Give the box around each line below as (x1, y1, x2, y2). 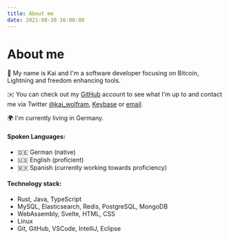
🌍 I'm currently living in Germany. (7, 114, 104, 122)
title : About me (7, 10, 54, 17)
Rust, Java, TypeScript (17, 195, 81, 203)
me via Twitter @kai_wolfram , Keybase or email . (7, 100, 143, 108)
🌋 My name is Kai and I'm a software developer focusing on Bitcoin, (7, 69, 199, 77)
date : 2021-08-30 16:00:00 (7, 17, 85, 23)
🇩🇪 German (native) (17, 148, 76, 156)
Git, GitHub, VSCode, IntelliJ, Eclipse (17, 224, 121, 232)
